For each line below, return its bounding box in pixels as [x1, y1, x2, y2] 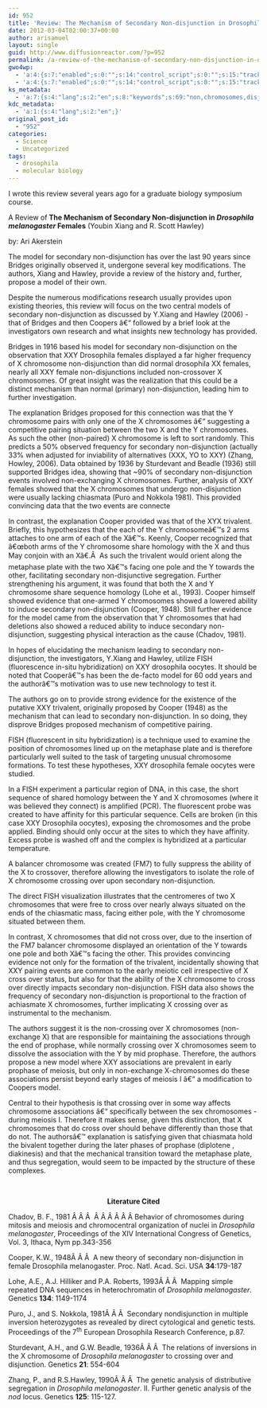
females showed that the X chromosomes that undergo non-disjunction [8, 484, 242, 493]
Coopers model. [8, 1083, 61, 1092]
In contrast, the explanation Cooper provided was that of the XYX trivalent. [8, 516, 253, 526]
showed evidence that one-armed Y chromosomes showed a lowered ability [8, 596, 258, 605]
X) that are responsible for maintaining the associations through [42, 1032, 250, 1041]
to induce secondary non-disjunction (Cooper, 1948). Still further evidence [8, 605, 253, 613]
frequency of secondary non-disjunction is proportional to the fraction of [8, 991, 247, 1001]
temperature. [8, 844, 51, 853]
